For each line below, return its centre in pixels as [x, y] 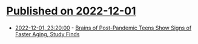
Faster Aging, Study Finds [47, 34]
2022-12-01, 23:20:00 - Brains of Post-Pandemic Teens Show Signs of [103, 28]
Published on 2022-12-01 [71, 11]
